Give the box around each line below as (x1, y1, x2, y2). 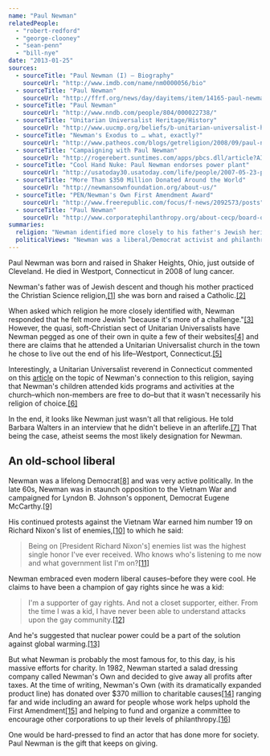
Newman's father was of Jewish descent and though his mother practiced (8, 282, 254, 292)
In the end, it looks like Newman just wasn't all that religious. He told (8, 414, 234, 423)
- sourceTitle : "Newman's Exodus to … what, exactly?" (15, 131, 203, 139)
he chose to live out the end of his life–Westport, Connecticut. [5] (8, 349, 223, 358)
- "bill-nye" (15, 49, 59, 57)
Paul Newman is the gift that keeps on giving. (8, 738, 158, 748)
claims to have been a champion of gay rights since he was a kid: (8, 582, 225, 591)
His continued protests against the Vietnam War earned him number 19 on (8, 517, 253, 526)
